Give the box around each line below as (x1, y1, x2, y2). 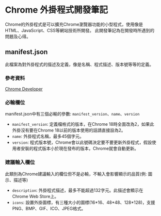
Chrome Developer (5, 86, 43, 92)
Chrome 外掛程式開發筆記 (5, 4, 108, 16)
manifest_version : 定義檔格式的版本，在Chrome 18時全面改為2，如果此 (12, 121, 154, 127)
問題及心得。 (5, 33, 31, 39)
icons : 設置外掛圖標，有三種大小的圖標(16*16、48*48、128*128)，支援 (12, 199, 155, 205)
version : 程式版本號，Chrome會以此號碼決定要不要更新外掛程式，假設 (12, 139, 152, 146)
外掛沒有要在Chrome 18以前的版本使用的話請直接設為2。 (12, 127, 126, 133)
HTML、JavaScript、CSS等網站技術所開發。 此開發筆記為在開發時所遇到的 (5, 27, 155, 33)
